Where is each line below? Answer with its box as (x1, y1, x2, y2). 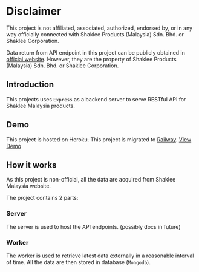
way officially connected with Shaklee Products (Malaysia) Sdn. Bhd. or (6, 30, 184, 38)
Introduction (6, 80, 54, 90)
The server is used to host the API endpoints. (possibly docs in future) (6, 223, 181, 230)
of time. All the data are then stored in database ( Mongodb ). (6, 258, 151, 265)
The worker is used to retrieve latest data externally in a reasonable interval (6, 252, 194, 259)
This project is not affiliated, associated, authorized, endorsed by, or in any (6, 24, 192, 32)
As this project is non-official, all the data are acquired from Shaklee (6, 176, 176, 183)
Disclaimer (6, 4, 62, 18)
